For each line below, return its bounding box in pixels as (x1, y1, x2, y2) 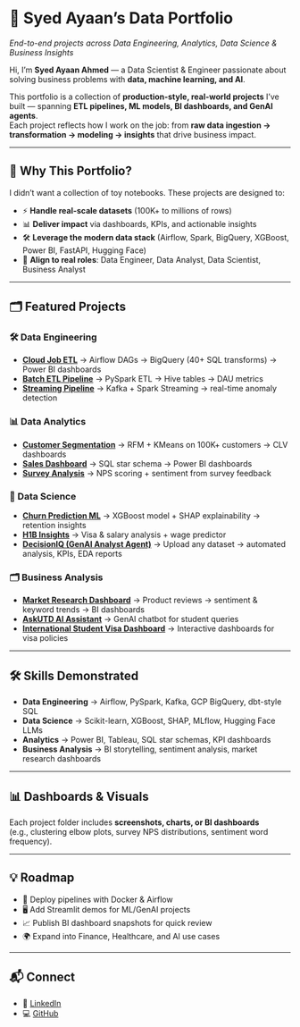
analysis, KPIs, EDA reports (21, 549, 122, 560)
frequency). (9, 836, 53, 846)
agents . (9, 110, 38, 121)
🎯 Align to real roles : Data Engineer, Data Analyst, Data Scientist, (21, 254, 262, 265)
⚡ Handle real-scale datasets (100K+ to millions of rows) (21, 205, 232, 215)
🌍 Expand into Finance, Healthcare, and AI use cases (21, 930, 221, 941)
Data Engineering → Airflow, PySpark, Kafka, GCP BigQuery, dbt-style (21, 696, 282, 707)
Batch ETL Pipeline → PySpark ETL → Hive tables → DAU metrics (21, 374, 263, 384)
